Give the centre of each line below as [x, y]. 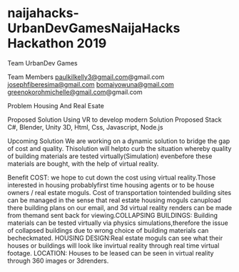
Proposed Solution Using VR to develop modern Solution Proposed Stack [115, 120]
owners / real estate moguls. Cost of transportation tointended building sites [119, 192]
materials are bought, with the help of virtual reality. [83, 163]
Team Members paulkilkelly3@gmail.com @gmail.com [86, 77]
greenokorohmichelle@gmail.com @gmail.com [75, 92]
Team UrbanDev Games [42, 63]
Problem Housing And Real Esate [56, 105]
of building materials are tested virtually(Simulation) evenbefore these [110, 156]
